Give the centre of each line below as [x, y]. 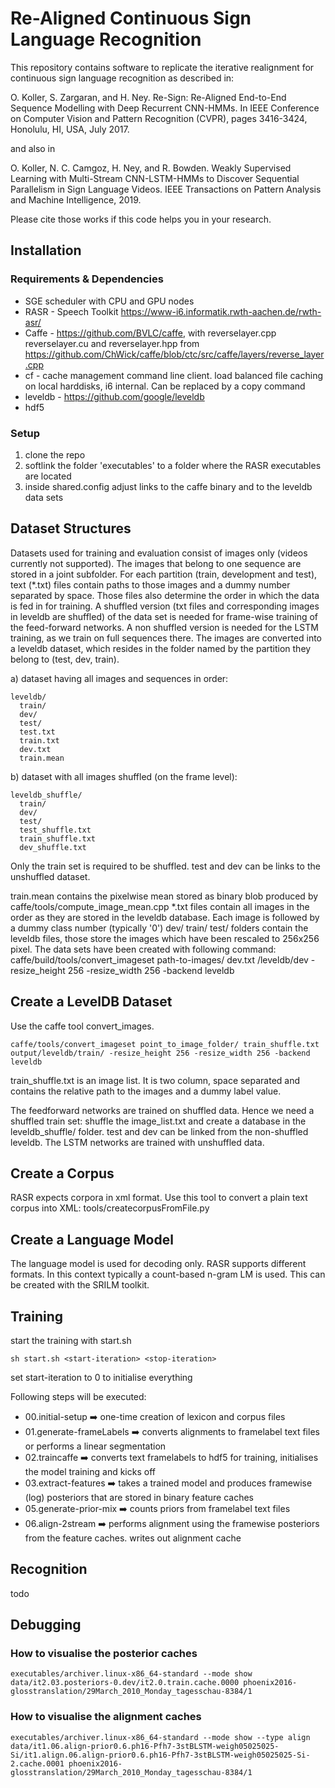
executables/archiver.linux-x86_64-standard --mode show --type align [160, 1737]
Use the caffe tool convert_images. [82, 1026]
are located [48, 476]
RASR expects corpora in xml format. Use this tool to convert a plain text [159, 1198]
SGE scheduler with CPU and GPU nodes [109, 301]
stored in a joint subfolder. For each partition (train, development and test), [164, 574]
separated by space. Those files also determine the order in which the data [165, 595]
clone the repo [55, 454]
